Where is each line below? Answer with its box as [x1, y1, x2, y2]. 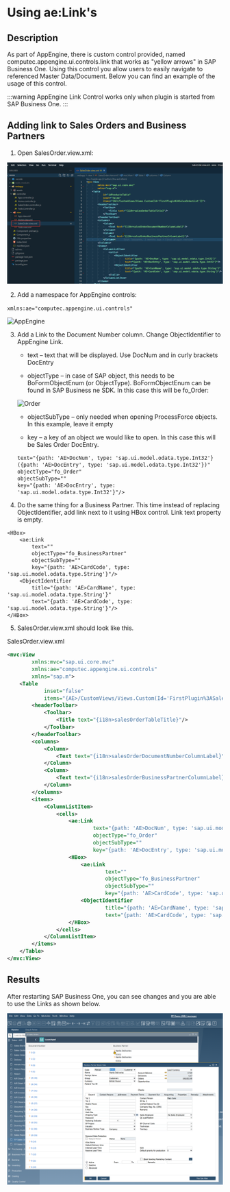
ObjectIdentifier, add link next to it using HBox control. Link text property [16, 509, 221, 517]
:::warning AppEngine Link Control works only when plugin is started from [7, 93, 216, 101]
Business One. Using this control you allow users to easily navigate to [7, 65, 203, 73]
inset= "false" [43, 688, 84, 694]
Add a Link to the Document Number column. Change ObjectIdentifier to [16, 330, 221, 339]
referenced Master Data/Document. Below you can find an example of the [7, 72, 216, 80]
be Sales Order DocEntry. [27, 441, 99, 449]
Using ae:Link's [7, 5, 97, 21]
